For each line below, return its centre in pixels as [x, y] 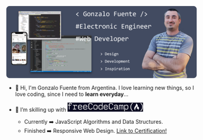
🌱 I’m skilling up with [40, 110]
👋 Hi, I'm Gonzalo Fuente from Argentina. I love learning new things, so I [105, 87]
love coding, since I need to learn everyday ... [72, 94]
